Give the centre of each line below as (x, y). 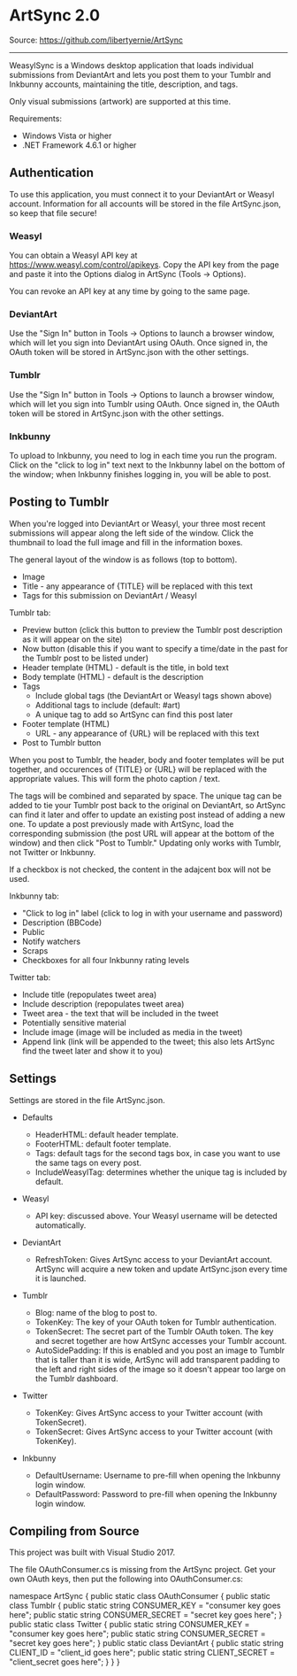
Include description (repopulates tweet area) (103, 1004)
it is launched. (61, 1278)
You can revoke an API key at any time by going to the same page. (129, 291)
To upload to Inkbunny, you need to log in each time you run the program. (143, 455)
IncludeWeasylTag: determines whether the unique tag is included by (161, 1172)
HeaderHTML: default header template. (107, 1134)
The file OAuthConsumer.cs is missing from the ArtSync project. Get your (142, 1570)
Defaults (37, 1117)
